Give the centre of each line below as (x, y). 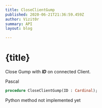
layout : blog (19, 29)
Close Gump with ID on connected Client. (48, 72)
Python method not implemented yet (43, 100)
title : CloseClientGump (30, 10)
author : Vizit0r (22, 19)
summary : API (19, 24)
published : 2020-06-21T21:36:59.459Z (45, 15)
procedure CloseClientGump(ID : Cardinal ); (52, 91)
